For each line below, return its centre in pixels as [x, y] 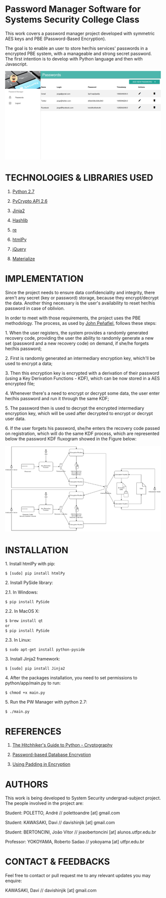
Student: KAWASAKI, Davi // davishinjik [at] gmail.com [60, 823]
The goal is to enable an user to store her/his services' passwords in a [77, 48]
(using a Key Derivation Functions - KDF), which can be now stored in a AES [83, 378]
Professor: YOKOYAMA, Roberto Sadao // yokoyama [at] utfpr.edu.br [75, 842]
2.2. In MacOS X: [22, 611]
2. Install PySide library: [29, 583]
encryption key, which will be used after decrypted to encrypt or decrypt [79, 413]
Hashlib [20, 220]
